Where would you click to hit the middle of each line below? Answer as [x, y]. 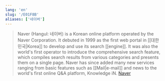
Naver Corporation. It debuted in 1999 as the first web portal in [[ [84, 40]
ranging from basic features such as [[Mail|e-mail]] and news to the [87, 68]
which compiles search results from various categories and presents [88, 57]
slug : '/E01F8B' [22, 14]
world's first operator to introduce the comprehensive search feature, [89, 52]
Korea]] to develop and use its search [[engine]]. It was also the [93, 46]
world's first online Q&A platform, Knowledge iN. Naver [74, 73]
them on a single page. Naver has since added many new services [86, 62]
